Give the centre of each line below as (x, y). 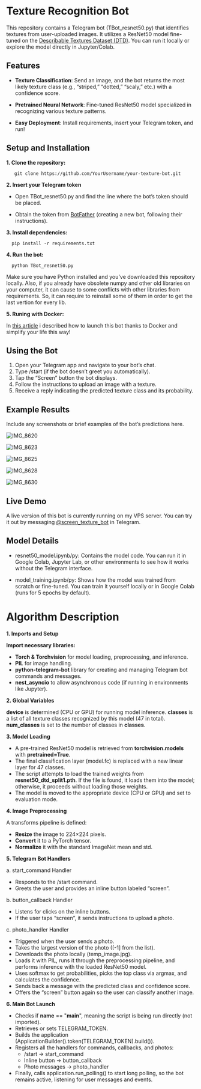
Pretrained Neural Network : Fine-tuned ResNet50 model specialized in (103, 105)
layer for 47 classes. (40, 767)
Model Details (32, 541)
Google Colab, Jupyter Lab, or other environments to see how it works (102, 562)
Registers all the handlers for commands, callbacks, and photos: (94, 1048)
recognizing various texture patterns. (61, 111)
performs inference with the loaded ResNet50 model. (81, 966)
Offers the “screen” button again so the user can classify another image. (104, 992)
